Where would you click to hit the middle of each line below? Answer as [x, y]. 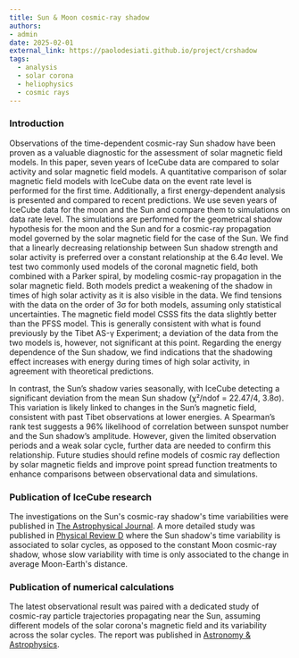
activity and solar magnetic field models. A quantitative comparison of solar [148, 172]
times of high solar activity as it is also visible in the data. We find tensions [146, 295]
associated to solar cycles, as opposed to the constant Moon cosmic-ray [143, 545]
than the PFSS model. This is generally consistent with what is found [135, 324]
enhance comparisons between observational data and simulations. [134, 474]
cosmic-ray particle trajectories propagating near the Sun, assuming [135, 616]
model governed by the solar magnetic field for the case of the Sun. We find [149, 238]
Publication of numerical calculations [92, 587]
